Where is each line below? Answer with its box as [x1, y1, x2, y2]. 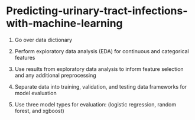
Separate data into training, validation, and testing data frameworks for [14, 83, 187, 90]
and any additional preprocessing [14, 72, 96, 79]
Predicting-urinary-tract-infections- [6, 4, 188, 18]
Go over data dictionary [14, 36, 73, 43]
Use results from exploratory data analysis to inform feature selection [14, 65, 184, 72]
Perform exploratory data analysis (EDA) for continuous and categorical [14, 47, 189, 54]
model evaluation [14, 89, 57, 96]
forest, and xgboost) [14, 107, 65, 114]
